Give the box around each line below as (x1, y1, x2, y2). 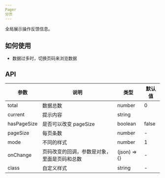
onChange (7, 152, 32, 158)
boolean (117, 121, 137, 127)
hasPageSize (7, 121, 38, 127)
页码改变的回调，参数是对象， (42, 148, 111, 155)
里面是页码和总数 (42, 155, 82, 162)
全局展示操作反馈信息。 (5, 25, 53, 32)
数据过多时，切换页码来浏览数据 (12, 55, 77, 61)
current (7, 111, 25, 118)
